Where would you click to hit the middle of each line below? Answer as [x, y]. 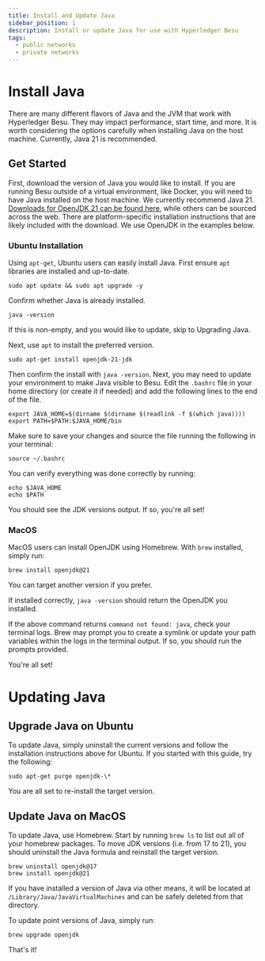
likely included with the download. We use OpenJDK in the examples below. [131, 225]
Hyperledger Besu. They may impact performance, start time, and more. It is [132, 122]
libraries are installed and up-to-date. [69, 271]
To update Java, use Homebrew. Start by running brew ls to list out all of [127, 835]
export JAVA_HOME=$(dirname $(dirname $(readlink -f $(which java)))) [127, 414]
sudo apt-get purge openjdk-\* [60, 777]
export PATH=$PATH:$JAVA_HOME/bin [65, 421]
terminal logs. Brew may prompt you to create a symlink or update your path [132, 633]
